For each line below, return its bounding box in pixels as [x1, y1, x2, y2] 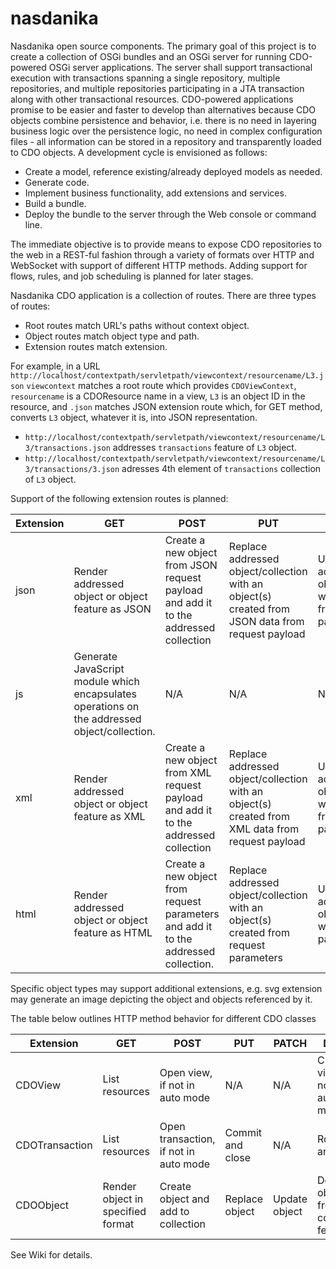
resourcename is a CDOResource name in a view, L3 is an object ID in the [10, 390, 306, 402]
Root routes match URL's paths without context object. [24, 319, 250, 331]
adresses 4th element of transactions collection [121, 462, 322, 474]
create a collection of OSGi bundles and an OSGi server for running [10, 50, 287, 62]
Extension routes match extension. [24, 340, 168, 352]
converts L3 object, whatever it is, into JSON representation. [10, 411, 258, 423]
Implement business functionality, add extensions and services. [24, 187, 287, 199]
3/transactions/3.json [24, 464, 120, 474]
